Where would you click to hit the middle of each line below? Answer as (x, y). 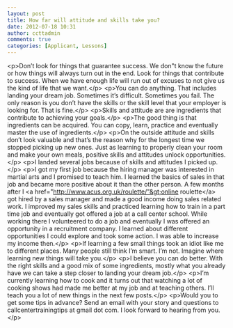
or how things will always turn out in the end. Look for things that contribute (116, 73)
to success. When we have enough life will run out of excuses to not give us (116, 80)
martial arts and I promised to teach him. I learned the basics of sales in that (116, 177)
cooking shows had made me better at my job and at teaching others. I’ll (111, 288)
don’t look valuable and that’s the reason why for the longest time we (106, 140)
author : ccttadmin (34, 33)
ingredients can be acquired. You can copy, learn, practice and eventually (113, 125)
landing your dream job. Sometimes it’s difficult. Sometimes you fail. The (111, 95)
